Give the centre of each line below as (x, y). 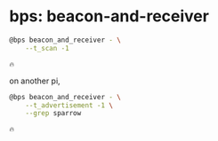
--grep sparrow (53, 114)
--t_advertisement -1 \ (69, 105)
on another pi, (35, 81)
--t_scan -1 (47, 48)
